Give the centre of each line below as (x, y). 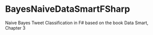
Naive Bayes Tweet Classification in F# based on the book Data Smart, (77, 23)
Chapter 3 (15, 28)
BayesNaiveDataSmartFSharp (68, 9)
